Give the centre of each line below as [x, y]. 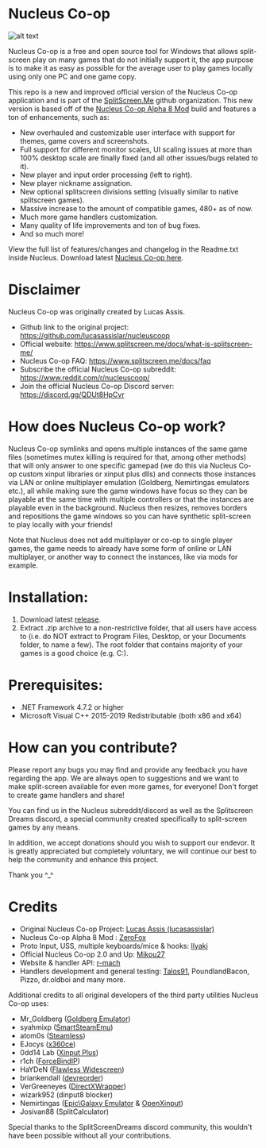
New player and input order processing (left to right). [106, 175]
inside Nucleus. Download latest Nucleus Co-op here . [96, 257]
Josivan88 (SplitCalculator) [64, 1111]
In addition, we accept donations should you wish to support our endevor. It [132, 842]
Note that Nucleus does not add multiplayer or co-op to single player [120, 540]
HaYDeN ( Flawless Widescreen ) [72, 1069]
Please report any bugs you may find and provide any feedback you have [128, 769]
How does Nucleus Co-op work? [117, 427]
